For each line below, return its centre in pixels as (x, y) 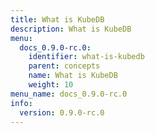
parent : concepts (64, 66)
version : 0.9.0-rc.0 (62, 112)
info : (21, 103)
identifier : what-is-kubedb (86, 57)
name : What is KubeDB (73, 76)
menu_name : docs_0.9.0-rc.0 (69, 94)
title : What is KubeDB (57, 19)
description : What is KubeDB (71, 29)
